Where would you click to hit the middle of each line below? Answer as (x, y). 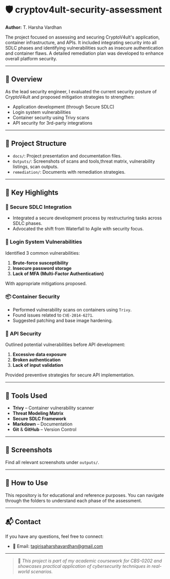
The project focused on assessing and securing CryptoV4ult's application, (83, 37)
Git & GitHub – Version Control (45, 429)
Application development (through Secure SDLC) (63, 106)
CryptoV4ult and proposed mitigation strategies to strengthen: (70, 97)
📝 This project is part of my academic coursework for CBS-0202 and (90, 561)
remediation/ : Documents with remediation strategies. (69, 172)
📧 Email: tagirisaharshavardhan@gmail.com (58, 546)
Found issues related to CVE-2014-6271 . (53, 315)
